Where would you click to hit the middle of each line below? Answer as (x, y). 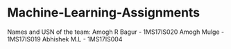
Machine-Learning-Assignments (104, 13)
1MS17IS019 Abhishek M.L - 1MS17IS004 (65, 39)
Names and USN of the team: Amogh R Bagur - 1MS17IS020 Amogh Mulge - (115, 32)
